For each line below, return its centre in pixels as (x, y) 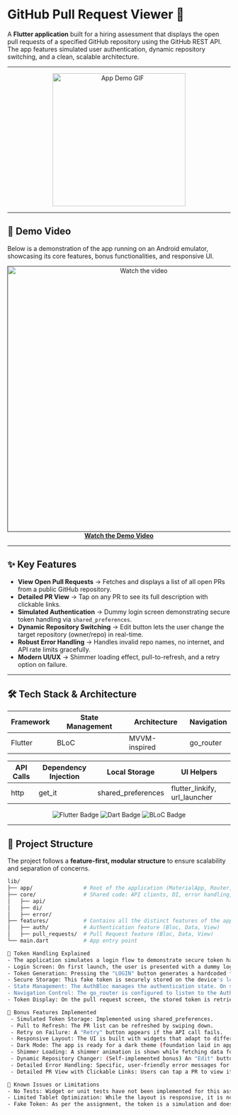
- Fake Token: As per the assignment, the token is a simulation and (112, 1104)
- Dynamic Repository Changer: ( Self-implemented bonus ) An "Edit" (112, 1059)
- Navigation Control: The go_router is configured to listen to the (112, 993)
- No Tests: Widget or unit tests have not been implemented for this (114, 1091)
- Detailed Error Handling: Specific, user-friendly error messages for (120, 1065)
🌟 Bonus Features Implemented (52, 1012)
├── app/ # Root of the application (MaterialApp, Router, (120, 888)
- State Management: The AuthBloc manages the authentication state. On (117, 987)
